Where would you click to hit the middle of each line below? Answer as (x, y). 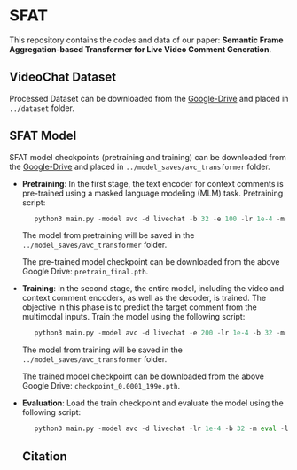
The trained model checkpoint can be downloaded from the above (143, 376)
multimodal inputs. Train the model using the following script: (133, 317)
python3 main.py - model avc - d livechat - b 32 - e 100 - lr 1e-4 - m (160, 219)
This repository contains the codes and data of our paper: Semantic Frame (146, 40)
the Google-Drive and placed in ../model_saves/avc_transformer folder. (140, 166)
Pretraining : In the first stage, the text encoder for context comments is (152, 183)
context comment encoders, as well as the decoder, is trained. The (144, 298)
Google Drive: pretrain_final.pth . (85, 272)
